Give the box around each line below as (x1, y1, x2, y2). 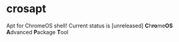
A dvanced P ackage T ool (6, 28, 69, 35)
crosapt (6, 2, 47, 16)
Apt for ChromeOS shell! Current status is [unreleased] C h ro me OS (6, 22, 174, 29)
